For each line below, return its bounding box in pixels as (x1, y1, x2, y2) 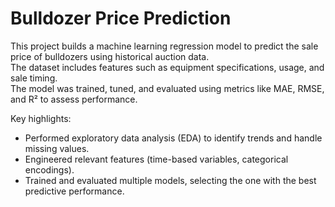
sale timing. (10, 72, 58, 84)
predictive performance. (24, 185, 125, 197)
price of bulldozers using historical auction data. (10, 50, 210, 62)
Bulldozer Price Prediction (10, 7, 232, 30)
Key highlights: (10, 112, 72, 124)
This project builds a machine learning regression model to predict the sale (10, 40, 319, 52)
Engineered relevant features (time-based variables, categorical (24, 153, 289, 165)
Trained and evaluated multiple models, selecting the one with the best (24, 174, 317, 186)
